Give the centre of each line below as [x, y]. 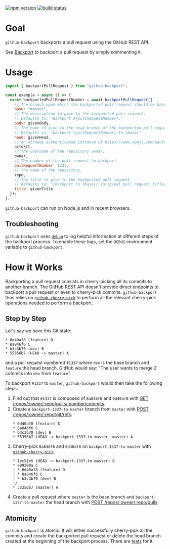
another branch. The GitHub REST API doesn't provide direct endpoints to [82, 287]
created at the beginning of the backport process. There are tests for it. [80, 541]
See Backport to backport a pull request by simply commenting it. [74, 52]
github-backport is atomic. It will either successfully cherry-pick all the [79, 530]
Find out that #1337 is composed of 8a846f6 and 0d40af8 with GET [80, 398]
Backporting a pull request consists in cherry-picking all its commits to [79, 281]
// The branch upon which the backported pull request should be [85, 104]
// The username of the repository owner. [60, 152]
